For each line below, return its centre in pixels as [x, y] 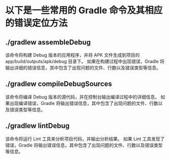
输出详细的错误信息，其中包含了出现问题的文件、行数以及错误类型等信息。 [83, 68]
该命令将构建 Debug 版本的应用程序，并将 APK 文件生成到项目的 [73, 55]
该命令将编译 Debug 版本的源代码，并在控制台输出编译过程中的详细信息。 [82, 97]
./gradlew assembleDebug [48, 42]
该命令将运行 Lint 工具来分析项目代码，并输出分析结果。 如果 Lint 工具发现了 [85, 139]
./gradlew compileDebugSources [59, 84]
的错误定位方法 [37, 23]
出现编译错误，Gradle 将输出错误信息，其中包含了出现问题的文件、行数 [84, 103]
